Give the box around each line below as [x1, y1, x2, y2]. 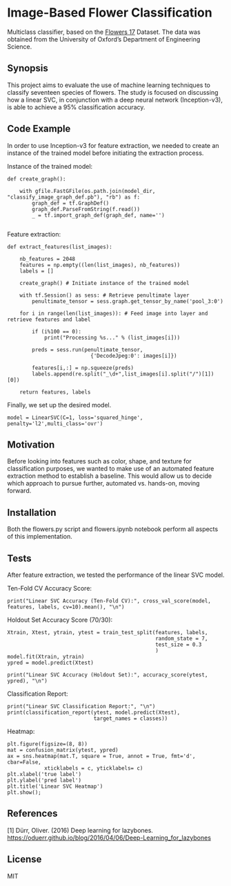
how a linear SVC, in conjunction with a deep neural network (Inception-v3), [7, 95, 223, 104]
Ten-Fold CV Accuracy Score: [7, 584, 92, 592]
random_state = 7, [154, 635, 208, 642]
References [7, 808, 58, 820]
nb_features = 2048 [19, 255, 76, 262]
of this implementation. [7, 533, 72, 541]
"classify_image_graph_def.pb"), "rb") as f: [7, 194, 140, 201]
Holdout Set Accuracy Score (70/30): [7, 616, 113, 624]
